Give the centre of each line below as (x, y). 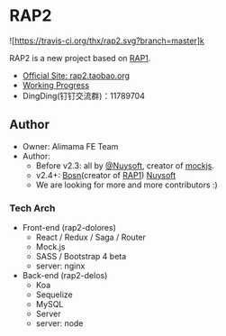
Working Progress (56, 85)
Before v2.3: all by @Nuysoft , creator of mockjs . (125, 165)
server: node (59, 323)
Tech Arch (32, 208)
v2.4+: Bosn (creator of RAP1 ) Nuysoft (106, 175)
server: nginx (60, 266)
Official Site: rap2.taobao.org (76, 75)
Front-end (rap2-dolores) (69, 228)
